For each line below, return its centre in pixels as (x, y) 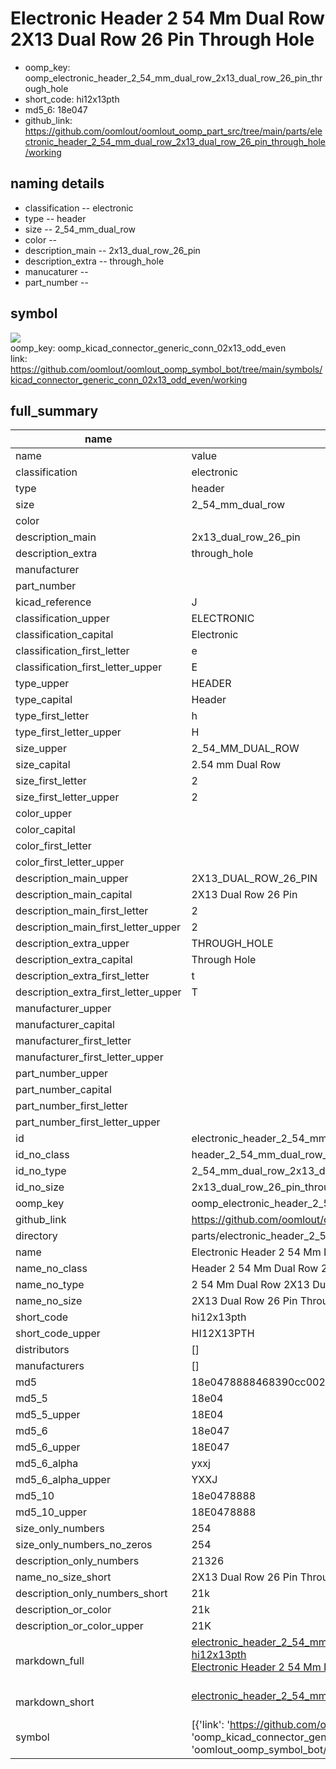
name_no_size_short (63, 1577)
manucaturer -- (56, 271)
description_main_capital (74, 895)
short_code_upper (58, 1334)
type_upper (42, 684)
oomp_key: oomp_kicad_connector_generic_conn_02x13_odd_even (148, 348)
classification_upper (62, 619)
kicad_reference (53, 602)
